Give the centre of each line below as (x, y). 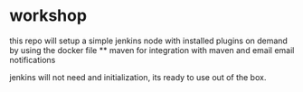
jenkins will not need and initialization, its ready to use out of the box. (138, 77)
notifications (33, 60)
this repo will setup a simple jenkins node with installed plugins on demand (148, 41)
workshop (48, 16)
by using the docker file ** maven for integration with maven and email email (152, 50)
